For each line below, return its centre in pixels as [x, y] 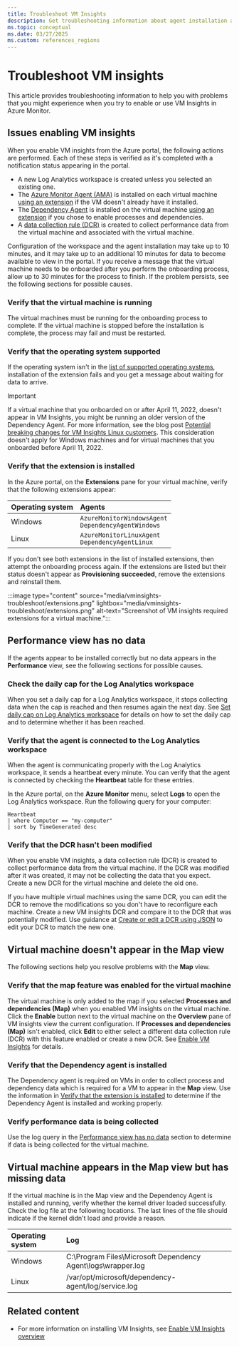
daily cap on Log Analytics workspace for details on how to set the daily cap [119, 715]
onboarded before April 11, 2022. [55, 448]
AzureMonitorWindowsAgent [124, 518]
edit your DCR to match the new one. [62, 927]
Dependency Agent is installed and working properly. [85, 1103]
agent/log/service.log [102, 1286]
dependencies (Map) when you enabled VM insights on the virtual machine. [119, 1008]
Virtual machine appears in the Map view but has [118, 1167]
